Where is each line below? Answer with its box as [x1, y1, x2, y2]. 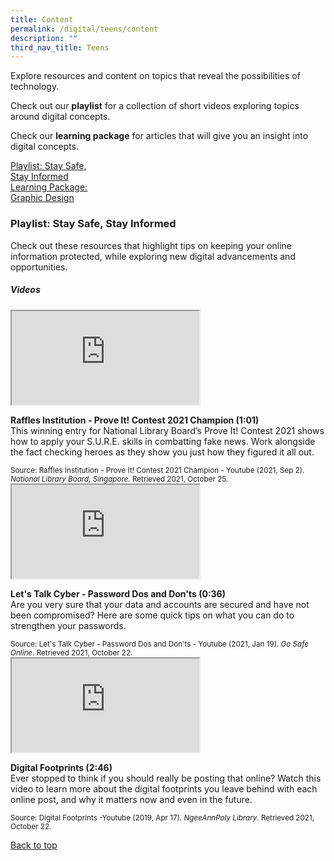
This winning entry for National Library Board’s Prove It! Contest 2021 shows [10, 424, 325, 436]
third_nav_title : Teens [10, 42, 110, 53]
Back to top [10, 839, 58, 851]
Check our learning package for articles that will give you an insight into [10, 130, 309, 142]
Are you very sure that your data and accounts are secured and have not [10, 598, 310, 610]
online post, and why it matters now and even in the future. [10, 793, 253, 805]
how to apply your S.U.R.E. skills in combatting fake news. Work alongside [10, 435, 316, 447]
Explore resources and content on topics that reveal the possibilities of [10, 70, 301, 82]
